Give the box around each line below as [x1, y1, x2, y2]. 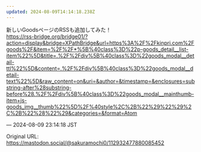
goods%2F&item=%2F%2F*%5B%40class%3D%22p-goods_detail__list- [6, 46, 189, 53]
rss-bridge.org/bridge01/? [23, 32, 88, 40]
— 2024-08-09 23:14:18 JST [6, 121, 77, 128]
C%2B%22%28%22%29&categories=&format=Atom [6, 109, 137, 117]
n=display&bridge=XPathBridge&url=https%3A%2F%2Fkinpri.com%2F [18, 39, 195, 46]
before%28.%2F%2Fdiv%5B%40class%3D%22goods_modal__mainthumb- [6, 90, 194, 97]
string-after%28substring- [6, 84, 72, 91]
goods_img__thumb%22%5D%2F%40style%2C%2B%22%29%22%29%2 [6, 103, 192, 110]
